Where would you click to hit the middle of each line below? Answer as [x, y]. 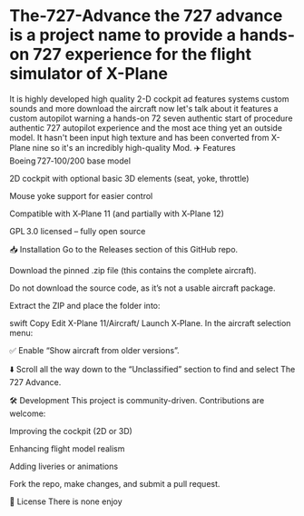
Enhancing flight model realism [67, 448]
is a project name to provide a [123, 35]
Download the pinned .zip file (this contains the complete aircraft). [133, 270]
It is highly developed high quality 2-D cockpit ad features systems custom [149, 99]
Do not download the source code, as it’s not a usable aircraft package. [142, 288]
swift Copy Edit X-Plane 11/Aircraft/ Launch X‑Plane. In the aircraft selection [150, 322]
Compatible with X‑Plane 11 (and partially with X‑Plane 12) [117, 213]
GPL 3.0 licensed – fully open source [78, 231]
